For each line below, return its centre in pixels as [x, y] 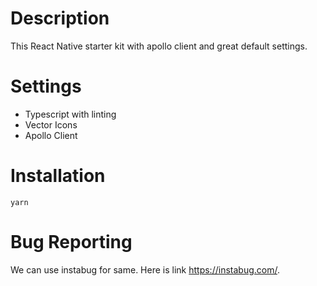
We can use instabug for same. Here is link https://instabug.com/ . [145, 269]
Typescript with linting [70, 114]
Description [60, 18]
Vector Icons [51, 124]
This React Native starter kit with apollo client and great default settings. [159, 46]
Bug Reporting [71, 242]
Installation [58, 176]
